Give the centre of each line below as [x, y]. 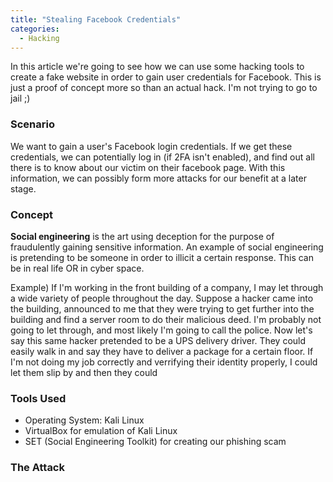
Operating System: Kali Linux [84, 420]
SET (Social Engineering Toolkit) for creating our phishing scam [155, 442]
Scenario [32, 124]
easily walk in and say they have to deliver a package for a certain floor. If [162, 351]
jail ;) [20, 98]
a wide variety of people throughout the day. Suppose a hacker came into [162, 298]
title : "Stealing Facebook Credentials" [96, 19]
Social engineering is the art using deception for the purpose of [142, 236]
